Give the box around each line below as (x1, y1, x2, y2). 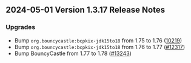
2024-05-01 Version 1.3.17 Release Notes (5, 5, 165, 15)
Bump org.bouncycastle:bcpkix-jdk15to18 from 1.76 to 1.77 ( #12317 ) (14, 43, 186, 50)
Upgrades (5, 23, 36, 31)
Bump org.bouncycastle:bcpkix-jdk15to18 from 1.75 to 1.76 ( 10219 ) (14, 36, 183, 44)
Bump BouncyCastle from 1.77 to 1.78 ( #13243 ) (14, 50, 132, 57)
